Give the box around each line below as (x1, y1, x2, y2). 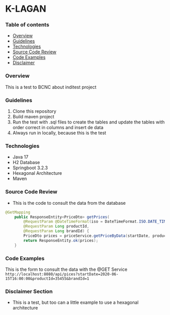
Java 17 (12, 154, 29, 160)
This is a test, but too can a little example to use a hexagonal (12, 299, 139, 305)
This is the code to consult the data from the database (12, 200, 126, 206)
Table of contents (5, 21, 50, 28)
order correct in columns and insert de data (12, 124, 104, 131)
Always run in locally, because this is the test (12, 130, 106, 136)
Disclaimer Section (5, 288, 53, 295)
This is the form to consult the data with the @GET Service (5, 266, 127, 272)
